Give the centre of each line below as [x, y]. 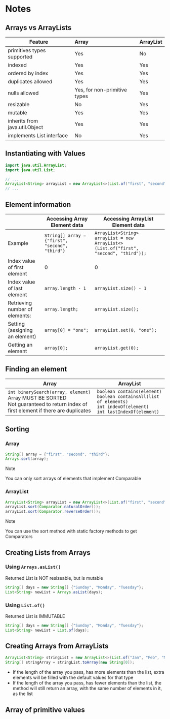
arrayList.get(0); [117, 348]
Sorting [17, 429]
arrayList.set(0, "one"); [125, 330]
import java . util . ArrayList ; [36, 165]
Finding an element [36, 369]
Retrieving [20, 303]
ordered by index [28, 73]
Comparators [19, 537]
